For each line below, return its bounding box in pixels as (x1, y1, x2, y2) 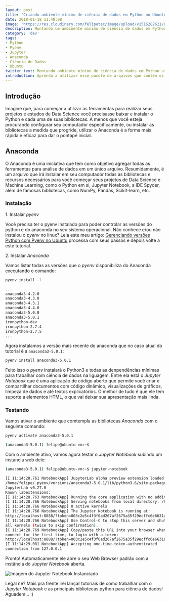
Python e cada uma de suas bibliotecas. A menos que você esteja (5, 116, 143, 122)
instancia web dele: (5, 457, 46, 463)
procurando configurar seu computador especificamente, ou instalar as (5, 121, 154, 127)
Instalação (5, 200, 32, 207)
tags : (5, 36, 17, 41)
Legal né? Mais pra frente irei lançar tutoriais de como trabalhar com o (5, 580, 152, 587)
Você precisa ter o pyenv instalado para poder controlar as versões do (5, 221, 152, 227)
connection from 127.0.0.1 (5, 546, 62, 551)
